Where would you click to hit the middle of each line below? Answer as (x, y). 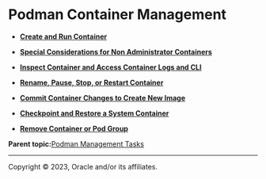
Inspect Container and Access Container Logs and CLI (110, 67)
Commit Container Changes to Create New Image (103, 97)
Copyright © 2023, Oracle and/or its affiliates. (83, 166)
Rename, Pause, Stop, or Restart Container (91, 82)
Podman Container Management (118, 15)
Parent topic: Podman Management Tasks (76, 143)
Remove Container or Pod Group (74, 128)
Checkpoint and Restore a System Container (94, 113)
